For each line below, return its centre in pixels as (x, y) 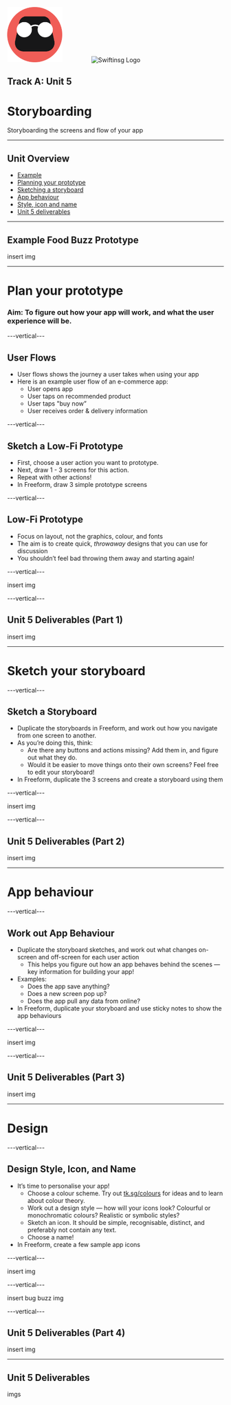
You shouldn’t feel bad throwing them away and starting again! (106, 558)
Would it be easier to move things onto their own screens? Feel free (123, 765)
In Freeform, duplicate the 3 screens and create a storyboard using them (120, 779)
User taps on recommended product (79, 397)
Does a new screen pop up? (67, 994)
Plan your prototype (65, 291)
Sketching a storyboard (50, 190)
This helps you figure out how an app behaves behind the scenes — (124, 964)
